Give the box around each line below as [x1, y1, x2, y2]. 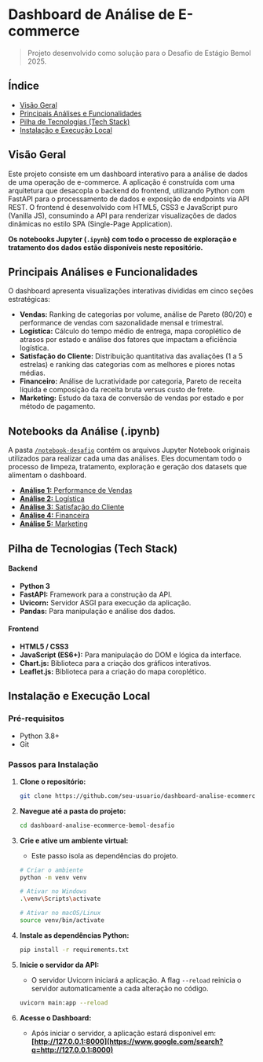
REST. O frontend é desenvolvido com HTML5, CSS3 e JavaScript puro [8, 202, 238, 211]
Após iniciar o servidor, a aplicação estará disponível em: [31, 1028, 217, 1038]
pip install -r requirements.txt [19, 946, 130, 954]
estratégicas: [8, 295, 51, 304]
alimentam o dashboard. [8, 470, 87, 480]
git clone [19, 792, 53, 799]
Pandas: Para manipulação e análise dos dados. [19, 606, 176, 616]
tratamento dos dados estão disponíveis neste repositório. [8, 242, 203, 252]
